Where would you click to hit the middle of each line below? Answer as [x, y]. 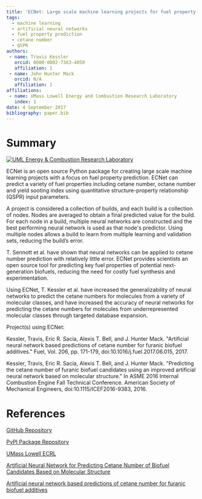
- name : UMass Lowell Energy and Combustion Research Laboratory [93, 96]
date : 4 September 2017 [36, 107]
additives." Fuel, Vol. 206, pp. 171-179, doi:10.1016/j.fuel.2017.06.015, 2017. [97, 352]
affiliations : [24, 91]
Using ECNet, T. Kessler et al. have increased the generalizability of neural [99, 290]
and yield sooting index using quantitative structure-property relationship [97, 190]
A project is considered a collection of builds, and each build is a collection [99, 208]
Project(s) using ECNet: [35, 327]
